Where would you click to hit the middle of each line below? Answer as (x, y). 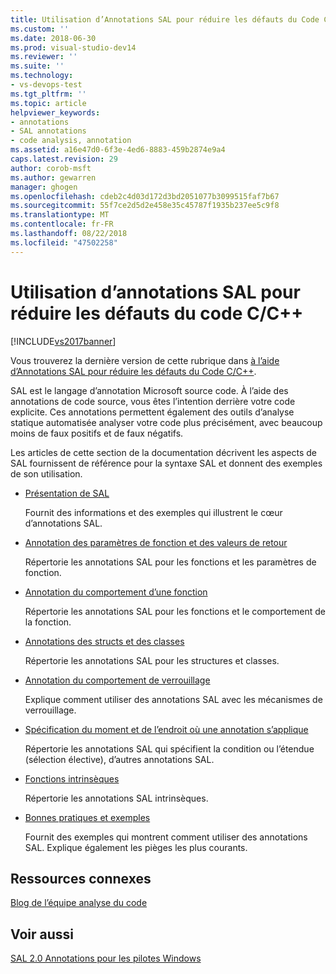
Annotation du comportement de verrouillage (117, 680)
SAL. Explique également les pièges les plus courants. (136, 847)
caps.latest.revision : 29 (64, 159)
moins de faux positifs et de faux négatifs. (97, 433)
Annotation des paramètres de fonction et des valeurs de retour (156, 542)
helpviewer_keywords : (55, 112)
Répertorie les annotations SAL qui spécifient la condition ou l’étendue (169, 748)
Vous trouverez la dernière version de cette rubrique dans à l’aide (145, 360)
